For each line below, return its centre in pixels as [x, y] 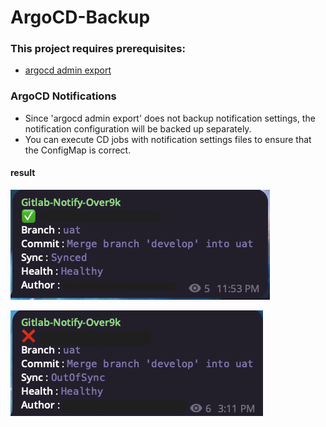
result [23, 173]
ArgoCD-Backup [80, 17]
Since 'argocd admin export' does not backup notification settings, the [170, 118]
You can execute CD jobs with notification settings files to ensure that [168, 139]
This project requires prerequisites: [98, 49]
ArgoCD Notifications [63, 96]
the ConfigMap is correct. [78, 150]
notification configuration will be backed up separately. [138, 128]
